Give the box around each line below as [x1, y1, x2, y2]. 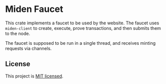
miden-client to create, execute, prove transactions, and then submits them [5, 25, 161, 31]
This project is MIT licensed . [5, 73, 63, 79]
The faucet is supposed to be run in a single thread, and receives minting [5, 40, 156, 46]
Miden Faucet [5, 3, 63, 15]
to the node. [5, 30, 30, 36]
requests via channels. [5, 45, 52, 51]
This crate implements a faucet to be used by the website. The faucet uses [5, 20, 159, 26]
